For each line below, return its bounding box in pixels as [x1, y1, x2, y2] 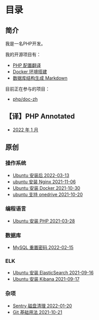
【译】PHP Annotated [5, 112, 75, 121]
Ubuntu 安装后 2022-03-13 [12, 172, 70, 178]
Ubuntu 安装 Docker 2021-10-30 [12, 185, 80, 191]
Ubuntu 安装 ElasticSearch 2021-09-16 [12, 269, 94, 276]
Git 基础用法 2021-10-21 [12, 309, 62, 315]
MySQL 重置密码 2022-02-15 [12, 244, 74, 251]
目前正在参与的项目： [5, 86, 50, 92]
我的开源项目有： [5, 52, 41, 57]
